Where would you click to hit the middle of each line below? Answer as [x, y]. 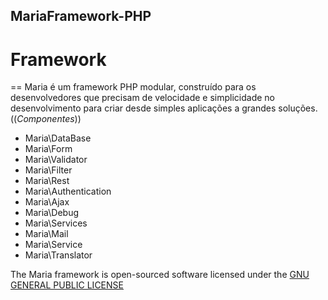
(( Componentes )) [46, 119]
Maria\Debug [51, 213]
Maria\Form [48, 149]
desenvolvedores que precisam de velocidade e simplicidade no [142, 98]
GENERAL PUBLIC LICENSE [67, 285]
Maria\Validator [56, 160]
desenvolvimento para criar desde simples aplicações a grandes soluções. [164, 108]
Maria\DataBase [58, 138]
